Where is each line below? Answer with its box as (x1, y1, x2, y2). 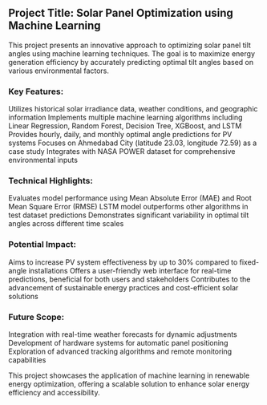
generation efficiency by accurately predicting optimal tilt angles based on (8, 57, 254, 67)
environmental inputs (8, 156, 79, 165)
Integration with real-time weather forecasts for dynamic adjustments (8, 330, 238, 339)
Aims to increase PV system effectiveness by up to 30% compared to (8, 257, 238, 267)
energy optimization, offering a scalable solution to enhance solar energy (8, 379, 250, 388)
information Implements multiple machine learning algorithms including (8, 112, 243, 123)
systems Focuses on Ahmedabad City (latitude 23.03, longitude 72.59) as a (8, 138, 257, 148)
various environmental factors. (8, 66, 110, 75)
